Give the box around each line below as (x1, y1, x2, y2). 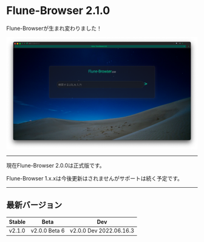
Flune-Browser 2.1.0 (6, 4, 110, 18)
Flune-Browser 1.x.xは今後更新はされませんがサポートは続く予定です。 (6, 174, 183, 182)
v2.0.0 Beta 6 (30, 227, 65, 235)
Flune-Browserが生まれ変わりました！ (6, 24, 102, 32)
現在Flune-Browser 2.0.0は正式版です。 (6, 162, 105, 169)
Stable (8, 218, 26, 226)
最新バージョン (6, 200, 63, 210)
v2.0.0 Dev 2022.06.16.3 (69, 227, 135, 235)
